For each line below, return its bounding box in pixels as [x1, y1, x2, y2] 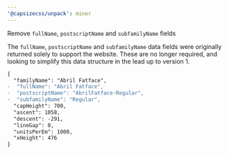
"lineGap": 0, [13, 122, 54, 128]
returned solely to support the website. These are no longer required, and [7, 50, 217, 58]
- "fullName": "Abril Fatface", [7, 84, 104, 90]
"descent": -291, [13, 115, 64, 122]
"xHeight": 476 [13, 135, 58, 142]
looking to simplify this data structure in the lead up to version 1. [7, 57, 190, 66]
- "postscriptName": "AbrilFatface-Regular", [7, 90, 144, 97]
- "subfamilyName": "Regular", [7, 96, 101, 104]
